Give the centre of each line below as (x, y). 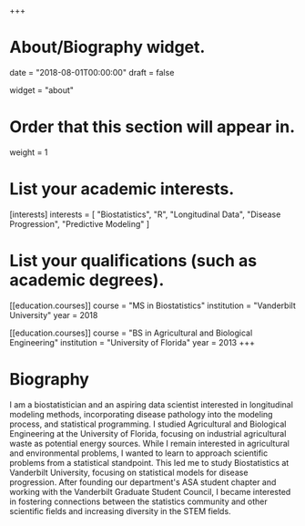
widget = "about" (42, 90)
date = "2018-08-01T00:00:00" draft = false (92, 72)
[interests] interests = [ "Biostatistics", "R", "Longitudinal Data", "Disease (145, 214)
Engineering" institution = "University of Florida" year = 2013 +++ (132, 342)
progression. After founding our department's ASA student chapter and (143, 482)
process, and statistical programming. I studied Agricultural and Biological (148, 424)
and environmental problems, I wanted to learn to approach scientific (139, 453)
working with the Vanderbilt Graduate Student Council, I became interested (150, 491)
